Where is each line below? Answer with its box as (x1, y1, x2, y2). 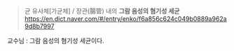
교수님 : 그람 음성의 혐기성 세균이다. (7, 36, 104, 45)
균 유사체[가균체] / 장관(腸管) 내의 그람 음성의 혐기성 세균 (24, 7, 180, 15)
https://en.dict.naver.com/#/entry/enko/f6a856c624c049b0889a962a (24, 15, 227, 23)
